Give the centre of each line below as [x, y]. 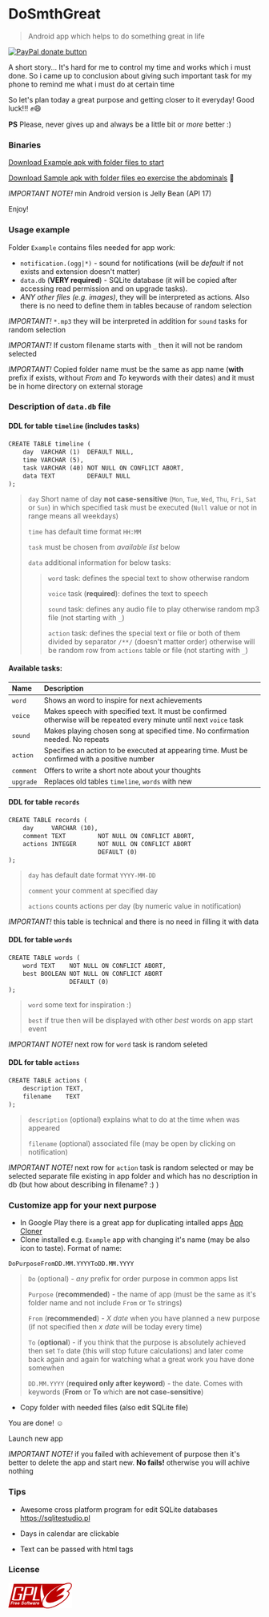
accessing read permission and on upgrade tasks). [104, 288]
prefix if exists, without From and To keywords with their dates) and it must [131, 377]
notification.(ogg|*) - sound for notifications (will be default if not [132, 263]
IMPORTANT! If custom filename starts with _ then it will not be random [125, 345]
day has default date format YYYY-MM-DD [92, 875]
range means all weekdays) [73, 516]
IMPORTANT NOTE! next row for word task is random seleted [108, 1044]
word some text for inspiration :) [80, 1004]
